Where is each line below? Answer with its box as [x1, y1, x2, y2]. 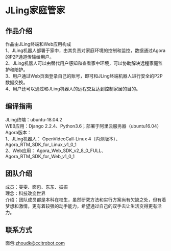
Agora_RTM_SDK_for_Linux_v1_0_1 [5, 141, 77, 147]
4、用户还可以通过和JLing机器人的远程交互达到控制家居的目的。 [5, 86, 141, 92]
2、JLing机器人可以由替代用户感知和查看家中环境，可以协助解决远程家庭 [5, 60, 158, 66]
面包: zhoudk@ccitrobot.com [5, 240, 65, 246]
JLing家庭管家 [5, 5, 65, 16]
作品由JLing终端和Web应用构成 [5, 41, 71, 47]
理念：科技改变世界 [5, 190, 46, 196]
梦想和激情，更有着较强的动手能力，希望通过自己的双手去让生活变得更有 [5, 203, 157, 209]
